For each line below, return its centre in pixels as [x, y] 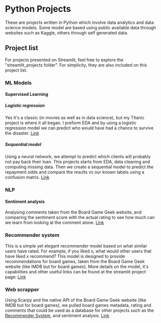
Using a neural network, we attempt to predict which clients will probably [78, 157]
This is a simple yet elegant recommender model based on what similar [76, 246]
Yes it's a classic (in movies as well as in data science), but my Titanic [75, 118]
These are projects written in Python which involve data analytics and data [80, 22]
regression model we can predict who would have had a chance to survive [79, 128]
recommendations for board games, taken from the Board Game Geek [75, 261]
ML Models [18, 83]
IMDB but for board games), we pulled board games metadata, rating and [78, 305]
